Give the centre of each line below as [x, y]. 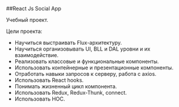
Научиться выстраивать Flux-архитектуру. [68, 43]
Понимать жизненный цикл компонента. [66, 86]
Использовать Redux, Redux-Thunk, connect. [71, 93]
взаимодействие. [37, 55]
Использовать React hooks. [49, 80]
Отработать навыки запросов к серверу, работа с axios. [85, 74]
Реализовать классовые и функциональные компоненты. [87, 61]
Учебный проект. [27, 20]
